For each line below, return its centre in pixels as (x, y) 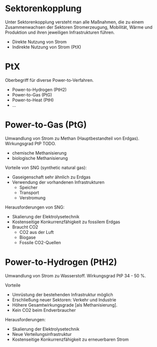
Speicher (28, 187)
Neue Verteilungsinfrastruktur (42, 334)
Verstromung (32, 197)
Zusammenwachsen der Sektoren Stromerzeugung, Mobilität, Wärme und (79, 27)
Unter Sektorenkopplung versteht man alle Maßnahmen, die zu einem (75, 22)
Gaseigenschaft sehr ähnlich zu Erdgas (51, 177)
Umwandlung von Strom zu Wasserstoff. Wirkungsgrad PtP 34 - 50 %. (76, 275)
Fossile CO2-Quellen (40, 242)
